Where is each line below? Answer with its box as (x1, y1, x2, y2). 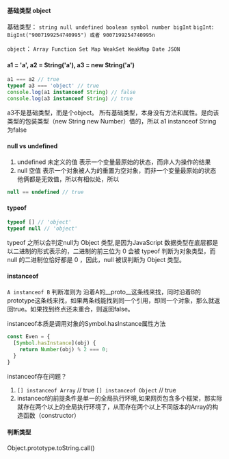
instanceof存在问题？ (7, 372, 67, 380)
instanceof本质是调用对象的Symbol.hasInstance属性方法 (7, 320, 166, 328)
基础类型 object (7, 6, 51, 14)
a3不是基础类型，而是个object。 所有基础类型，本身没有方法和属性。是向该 (7, 108, 219, 117)
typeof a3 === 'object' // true (7, 82, 99, 89)
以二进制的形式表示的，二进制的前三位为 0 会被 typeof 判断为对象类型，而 (7, 247, 216, 255)
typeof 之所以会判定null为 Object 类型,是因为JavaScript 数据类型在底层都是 (7, 238, 219, 246)
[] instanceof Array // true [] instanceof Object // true (16, 386, 176, 394)
